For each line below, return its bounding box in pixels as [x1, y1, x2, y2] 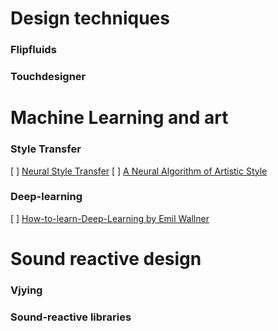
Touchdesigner [10, 70, 87, 84]
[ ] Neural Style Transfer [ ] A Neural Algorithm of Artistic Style [10, 165, 268, 177]
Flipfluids [10, 43, 57, 57]
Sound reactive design [10, 248, 202, 270]
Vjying [10, 283, 43, 297]
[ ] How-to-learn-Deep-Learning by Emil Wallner [10, 212, 210, 224]
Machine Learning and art [10, 107, 229, 129]
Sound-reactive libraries [10, 310, 132, 324]
